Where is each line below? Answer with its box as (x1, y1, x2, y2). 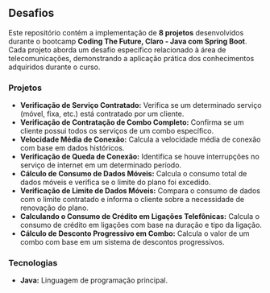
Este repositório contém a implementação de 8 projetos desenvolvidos (8, 27, 244, 37)
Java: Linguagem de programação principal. (19, 275, 168, 285)
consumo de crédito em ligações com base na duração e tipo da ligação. (19, 221, 262, 230)
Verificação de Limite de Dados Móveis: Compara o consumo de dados (19, 186, 260, 196)
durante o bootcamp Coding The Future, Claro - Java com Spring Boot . (8, 36, 247, 46)
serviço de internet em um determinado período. (19, 160, 182, 170)
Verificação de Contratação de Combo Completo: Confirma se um (19, 118, 244, 127)
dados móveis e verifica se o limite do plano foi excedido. (19, 177, 211, 188)
